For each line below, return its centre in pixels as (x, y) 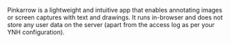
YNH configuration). (36, 32)
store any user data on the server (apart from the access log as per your (111, 25)
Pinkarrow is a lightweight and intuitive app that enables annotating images (115, 10)
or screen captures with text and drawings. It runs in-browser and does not (115, 17)
